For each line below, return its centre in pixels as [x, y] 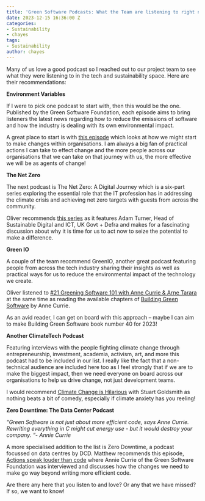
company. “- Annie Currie [39, 435]
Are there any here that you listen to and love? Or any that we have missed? [101, 485]
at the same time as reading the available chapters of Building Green [92, 299]
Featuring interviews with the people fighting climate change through [93, 347]
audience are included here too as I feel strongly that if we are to [112, 367]
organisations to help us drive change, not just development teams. [91, 380]
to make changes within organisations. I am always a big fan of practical [97, 144]
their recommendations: [36, 82]
